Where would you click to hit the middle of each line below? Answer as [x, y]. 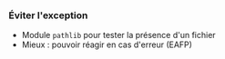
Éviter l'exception [48, 15]
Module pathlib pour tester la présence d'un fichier [118, 35]
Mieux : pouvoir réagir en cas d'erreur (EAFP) [107, 44]
